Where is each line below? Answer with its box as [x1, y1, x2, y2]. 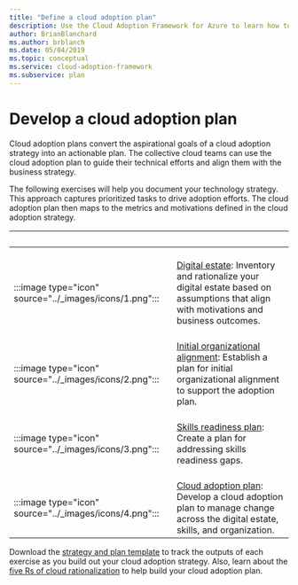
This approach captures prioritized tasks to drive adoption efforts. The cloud [9, 192, 289, 204]
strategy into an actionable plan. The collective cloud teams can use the [9, 147, 272, 158]
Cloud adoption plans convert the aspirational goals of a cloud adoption [9, 138, 271, 149]
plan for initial [176, 362, 233, 374]
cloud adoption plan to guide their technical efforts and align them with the [9, 157, 282, 168]
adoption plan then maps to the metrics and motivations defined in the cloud [9, 202, 288, 213]
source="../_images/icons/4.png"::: [13, 507, 160, 519]
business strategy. [9, 166, 77, 177]
